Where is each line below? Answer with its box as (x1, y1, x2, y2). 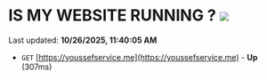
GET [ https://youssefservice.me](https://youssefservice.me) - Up (20, 52, 258, 62)
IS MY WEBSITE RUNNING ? (8, 5, 217, 26)
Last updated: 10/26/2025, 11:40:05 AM (8, 35, 158, 45)
